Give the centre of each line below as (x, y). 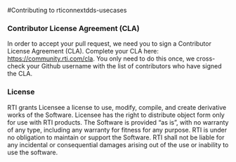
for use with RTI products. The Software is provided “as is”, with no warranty (118, 122)
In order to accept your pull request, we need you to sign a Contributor (110, 44)
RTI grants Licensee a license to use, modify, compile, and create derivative (117, 107)
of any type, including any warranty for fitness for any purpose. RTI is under (117, 130)
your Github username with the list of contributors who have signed (125, 66)
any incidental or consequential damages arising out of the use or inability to (118, 144)
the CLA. (20, 74)
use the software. (33, 152)
